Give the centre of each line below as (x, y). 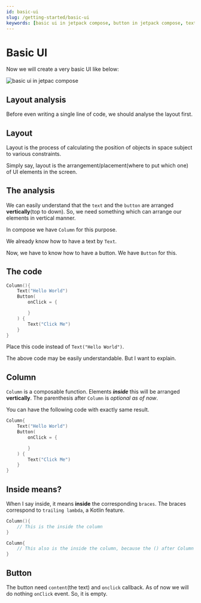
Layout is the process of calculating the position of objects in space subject (99, 147)
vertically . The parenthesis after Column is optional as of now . (82, 398)
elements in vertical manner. (41, 218)
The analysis (31, 190)
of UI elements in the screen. (42, 172)
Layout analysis (36, 100)
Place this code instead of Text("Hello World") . (65, 347)
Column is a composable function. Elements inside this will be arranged (93, 392)
